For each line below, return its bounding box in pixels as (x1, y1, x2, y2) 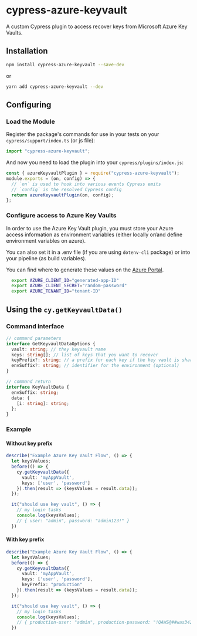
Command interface (6, 322, 64, 330)
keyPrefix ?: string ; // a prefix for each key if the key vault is (11, 357, 180, 363)
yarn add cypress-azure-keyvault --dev (6, 83, 104, 90)
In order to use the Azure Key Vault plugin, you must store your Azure (6, 225, 174, 232)
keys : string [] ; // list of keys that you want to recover (11, 352, 159, 358)
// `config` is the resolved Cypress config (11, 186, 122, 192)
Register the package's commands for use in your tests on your (6, 131, 159, 138)
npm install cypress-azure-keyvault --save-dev (6, 62, 125, 67)
